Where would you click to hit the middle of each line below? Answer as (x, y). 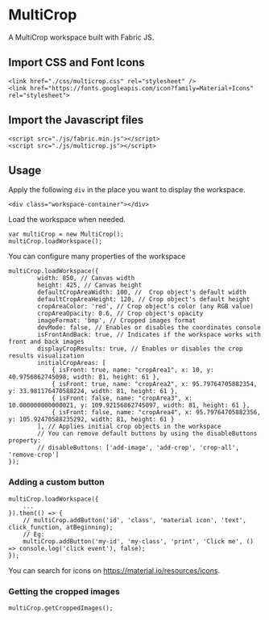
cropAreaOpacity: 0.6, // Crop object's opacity (120, 314)
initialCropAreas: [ (72, 363)
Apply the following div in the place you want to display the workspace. (127, 190)
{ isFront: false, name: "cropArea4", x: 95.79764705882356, (156, 413)
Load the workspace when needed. (67, 220)
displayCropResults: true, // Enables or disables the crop (140, 349)
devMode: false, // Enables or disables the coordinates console (149, 328)
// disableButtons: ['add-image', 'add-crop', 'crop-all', (139, 448)
